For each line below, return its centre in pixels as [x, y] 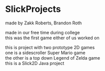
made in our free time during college [43, 32]
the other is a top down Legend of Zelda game [53, 58]
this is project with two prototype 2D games [50, 47]
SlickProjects [33, 9]
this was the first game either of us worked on [52, 38]
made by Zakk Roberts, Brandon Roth [44, 23]
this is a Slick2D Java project [35, 63]
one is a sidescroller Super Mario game [45, 53]
